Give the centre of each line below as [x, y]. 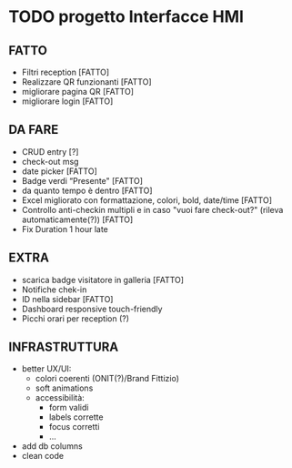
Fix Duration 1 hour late [65, 229]
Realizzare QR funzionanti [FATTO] [86, 82]
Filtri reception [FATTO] [65, 72]
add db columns [52, 446]
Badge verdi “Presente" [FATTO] [82, 180]
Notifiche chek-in [54, 290]
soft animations [64, 388]
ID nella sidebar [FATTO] [67, 299]
